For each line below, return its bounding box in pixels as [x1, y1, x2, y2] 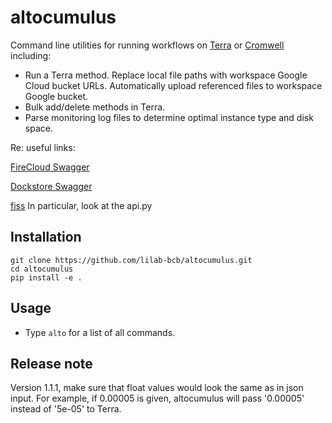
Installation [10, 229, 82, 246]
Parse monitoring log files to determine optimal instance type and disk [24, 111, 314, 123]
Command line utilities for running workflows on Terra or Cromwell [10, 39, 285, 51]
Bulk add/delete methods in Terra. [24, 101, 166, 113]
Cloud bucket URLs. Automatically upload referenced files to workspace [24, 79, 323, 91]
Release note [10, 355, 93, 372]
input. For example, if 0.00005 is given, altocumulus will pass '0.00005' [10, 392, 305, 405]
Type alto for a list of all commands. [24, 326, 176, 338]
